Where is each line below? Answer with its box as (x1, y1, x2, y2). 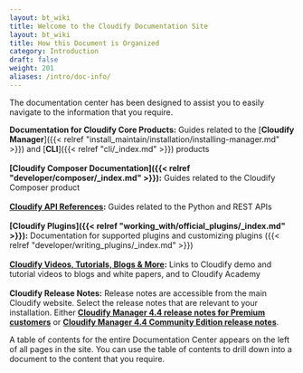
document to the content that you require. (9, 353, 166, 364)
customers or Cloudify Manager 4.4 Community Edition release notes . (9, 316, 279, 327)
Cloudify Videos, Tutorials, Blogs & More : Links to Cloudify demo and (9, 259, 272, 270)
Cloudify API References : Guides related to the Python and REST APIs (9, 201, 273, 212)
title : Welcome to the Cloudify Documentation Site (9, 22, 208, 31)
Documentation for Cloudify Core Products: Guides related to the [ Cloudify (9, 124, 295, 135)
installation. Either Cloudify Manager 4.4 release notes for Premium (9, 307, 266, 318)
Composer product (9, 182, 80, 193)
